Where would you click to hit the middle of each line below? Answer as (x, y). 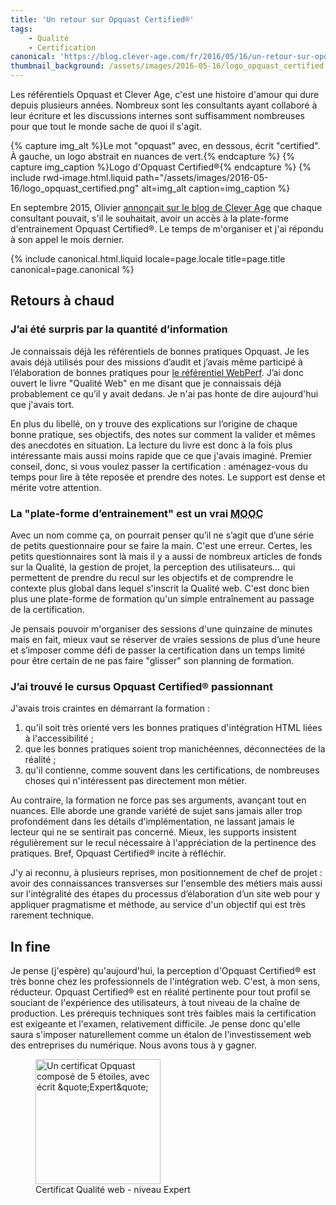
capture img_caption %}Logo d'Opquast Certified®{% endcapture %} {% (161, 167)
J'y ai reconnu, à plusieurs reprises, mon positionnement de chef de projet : (166, 873)
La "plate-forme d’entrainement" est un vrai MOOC (137, 513)
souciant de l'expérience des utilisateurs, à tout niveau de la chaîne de (155, 1003)
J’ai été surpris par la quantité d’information (119, 329)
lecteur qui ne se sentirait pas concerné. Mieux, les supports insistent (153, 832)
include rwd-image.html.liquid (72, 177)
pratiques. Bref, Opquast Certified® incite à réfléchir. (118, 853)
